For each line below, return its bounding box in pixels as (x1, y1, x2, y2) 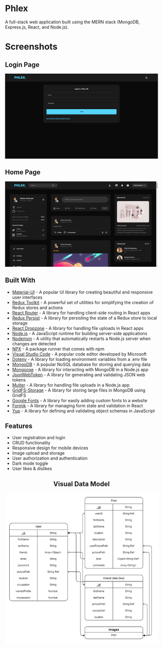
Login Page (5, 60, 40, 68)
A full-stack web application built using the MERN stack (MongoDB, (5, 19, 140, 25)
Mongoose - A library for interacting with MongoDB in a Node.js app (12, 366, 149, 372)
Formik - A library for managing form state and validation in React (12, 403, 143, 409)
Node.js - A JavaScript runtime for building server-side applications (12, 330, 147, 336)
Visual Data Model (53, 479, 110, 488)
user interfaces (12, 294, 43, 300)
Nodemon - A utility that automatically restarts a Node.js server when (12, 336, 151, 341)
